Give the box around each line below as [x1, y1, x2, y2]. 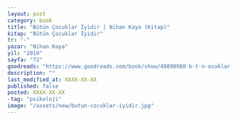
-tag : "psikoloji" [7, 96, 62, 103]
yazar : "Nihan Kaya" [7, 43, 69, 50]
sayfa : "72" [7, 56, 43, 64]
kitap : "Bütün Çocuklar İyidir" [7, 30, 103, 37]
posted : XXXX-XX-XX [7, 89, 65, 96]
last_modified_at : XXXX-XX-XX [7, 76, 97, 83]
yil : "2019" [7, 50, 43, 57]
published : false [7, 83, 59, 90]
